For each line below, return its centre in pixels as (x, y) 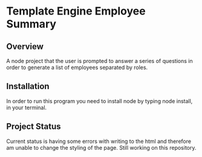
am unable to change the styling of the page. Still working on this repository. (101, 147)
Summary (31, 24)
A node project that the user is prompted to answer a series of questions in (99, 61)
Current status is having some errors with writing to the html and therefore (99, 141)
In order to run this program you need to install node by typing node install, (99, 101)
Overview (25, 46)
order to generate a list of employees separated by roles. (77, 67)
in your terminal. (27, 107)
